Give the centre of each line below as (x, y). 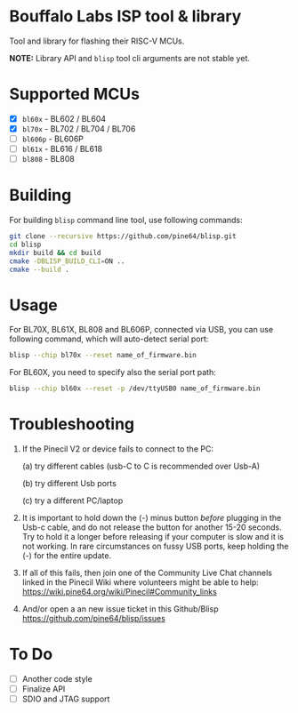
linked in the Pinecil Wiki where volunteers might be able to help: (141, 582)
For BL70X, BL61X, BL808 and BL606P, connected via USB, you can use (141, 330)
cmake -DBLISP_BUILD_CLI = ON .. (67, 261)
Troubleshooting (72, 425)
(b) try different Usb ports (69, 484)
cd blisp (25, 244)
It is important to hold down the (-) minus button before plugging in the (152, 518)
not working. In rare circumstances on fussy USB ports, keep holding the (155, 546)
